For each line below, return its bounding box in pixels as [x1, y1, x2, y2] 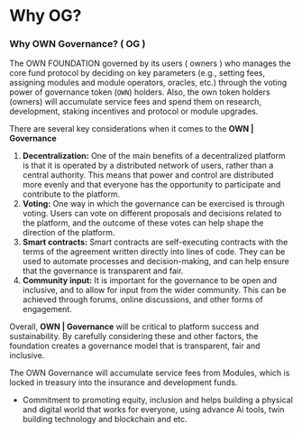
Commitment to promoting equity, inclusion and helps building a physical [22, 394, 293, 406]
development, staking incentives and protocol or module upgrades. [9, 106, 259, 117]
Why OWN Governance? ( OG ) [9, 38, 146, 51]
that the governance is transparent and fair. [22, 265, 184, 276]
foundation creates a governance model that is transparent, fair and [9, 340, 261, 352]
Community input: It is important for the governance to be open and [22, 275, 278, 286]
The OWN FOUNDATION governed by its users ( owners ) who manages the [9, 58, 291, 69]
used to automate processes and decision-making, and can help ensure [22, 256, 290, 267]
